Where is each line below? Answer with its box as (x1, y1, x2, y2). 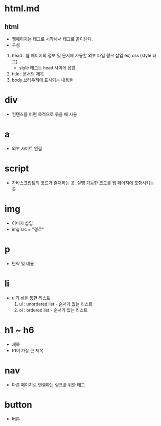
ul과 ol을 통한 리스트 (11, 295, 51, 301)
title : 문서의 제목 (11, 71, 45, 76)
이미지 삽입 (11, 220, 33, 226)
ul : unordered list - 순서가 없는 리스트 (19, 301, 93, 307)
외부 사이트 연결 (11, 145, 42, 151)
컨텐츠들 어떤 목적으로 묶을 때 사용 (11, 111, 77, 117)
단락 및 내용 (11, 260, 35, 266)
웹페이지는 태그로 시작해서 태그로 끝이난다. (11, 36, 93, 42)
